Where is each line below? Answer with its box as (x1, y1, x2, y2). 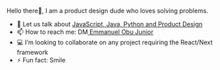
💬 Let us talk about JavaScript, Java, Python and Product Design (16, 20, 203, 28)
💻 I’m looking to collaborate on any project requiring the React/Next (16, 38, 213, 46)
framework (16, 49, 49, 56)
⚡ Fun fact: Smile (16, 56, 66, 64)
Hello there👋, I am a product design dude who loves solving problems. (6, 7, 209, 15)
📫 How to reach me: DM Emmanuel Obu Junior (16, 28, 154, 36)
